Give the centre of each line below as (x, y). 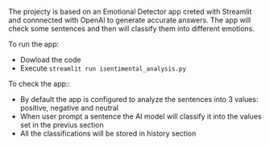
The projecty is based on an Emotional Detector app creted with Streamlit (130, 12)
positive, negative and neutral (69, 108)
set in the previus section (62, 125)
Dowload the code (50, 60)
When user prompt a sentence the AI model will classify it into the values (141, 116)
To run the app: (34, 44)
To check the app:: (39, 84)
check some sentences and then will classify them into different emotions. (132, 28)
